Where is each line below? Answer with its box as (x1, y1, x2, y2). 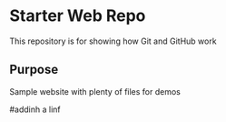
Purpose (9, 62, 59, 77)
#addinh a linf (9, 104, 61, 115)
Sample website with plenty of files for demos (9, 86, 182, 97)
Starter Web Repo (9, 5, 146, 26)
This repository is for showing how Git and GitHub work (9, 36, 217, 46)
